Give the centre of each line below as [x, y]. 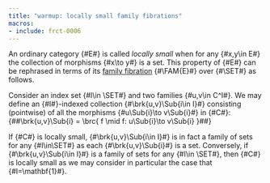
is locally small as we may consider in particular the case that [110, 163]
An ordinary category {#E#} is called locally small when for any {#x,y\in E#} [135, 54]
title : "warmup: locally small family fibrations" [95, 16]
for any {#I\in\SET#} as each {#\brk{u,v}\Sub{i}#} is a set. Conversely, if [129, 146]
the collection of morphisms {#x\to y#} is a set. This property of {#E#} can [132, 62]
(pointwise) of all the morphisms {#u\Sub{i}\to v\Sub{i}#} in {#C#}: [120, 113]
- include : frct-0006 [45, 31]
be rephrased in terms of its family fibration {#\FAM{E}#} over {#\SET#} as [133, 71]
